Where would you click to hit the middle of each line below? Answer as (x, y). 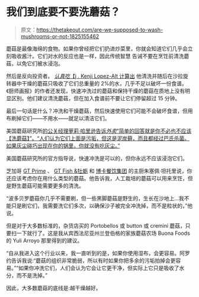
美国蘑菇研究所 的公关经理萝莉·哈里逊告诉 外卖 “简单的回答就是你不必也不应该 (99, 130)
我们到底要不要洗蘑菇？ (63, 12)
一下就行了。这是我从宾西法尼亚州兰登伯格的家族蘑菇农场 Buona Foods (103, 233)
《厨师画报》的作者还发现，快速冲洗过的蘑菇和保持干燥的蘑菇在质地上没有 (96, 91)
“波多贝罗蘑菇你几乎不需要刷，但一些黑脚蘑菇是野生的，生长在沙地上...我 (95, 198)
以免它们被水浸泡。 (40, 63)
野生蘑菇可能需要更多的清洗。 (47, 186)
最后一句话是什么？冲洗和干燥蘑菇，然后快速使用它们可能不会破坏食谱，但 (97, 111)
